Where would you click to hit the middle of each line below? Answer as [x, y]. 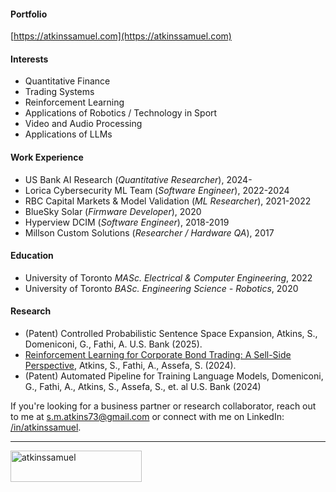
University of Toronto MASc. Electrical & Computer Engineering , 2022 [168, 277]
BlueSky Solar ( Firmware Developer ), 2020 [113, 211]
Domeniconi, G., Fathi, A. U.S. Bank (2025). [113, 344]
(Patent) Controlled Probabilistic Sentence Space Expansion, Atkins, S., [171, 334]
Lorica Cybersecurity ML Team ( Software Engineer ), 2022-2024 [157, 190]
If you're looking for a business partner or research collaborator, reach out [163, 406]
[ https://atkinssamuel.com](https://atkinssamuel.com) [121, 36]
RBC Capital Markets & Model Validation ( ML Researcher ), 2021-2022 [168, 201]
